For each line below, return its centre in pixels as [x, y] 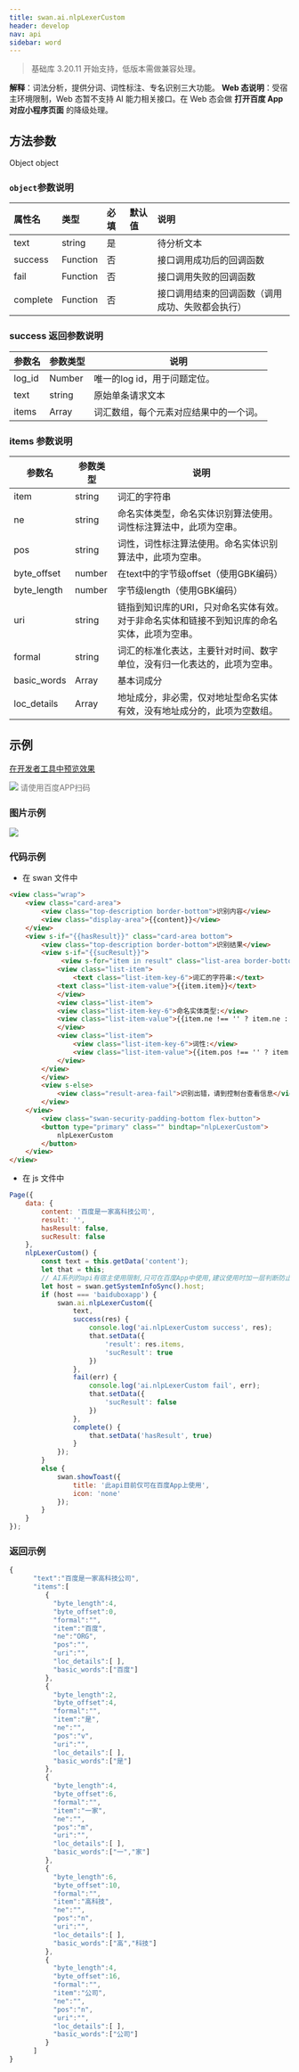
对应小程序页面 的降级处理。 [61, 110]
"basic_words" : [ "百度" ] [96, 1669]
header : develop [39, 26]
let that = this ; [73, 1270]
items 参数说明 [41, 440]
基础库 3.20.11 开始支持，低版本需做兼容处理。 [116, 69]
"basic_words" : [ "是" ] [92, 1761]
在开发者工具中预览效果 [52, 769]
